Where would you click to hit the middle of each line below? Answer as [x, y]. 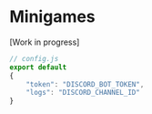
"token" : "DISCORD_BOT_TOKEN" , [85, 84]
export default [38, 67]
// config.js [34, 58]
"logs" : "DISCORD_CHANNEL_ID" [83, 93]
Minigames [52, 17]
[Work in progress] [45, 42]
